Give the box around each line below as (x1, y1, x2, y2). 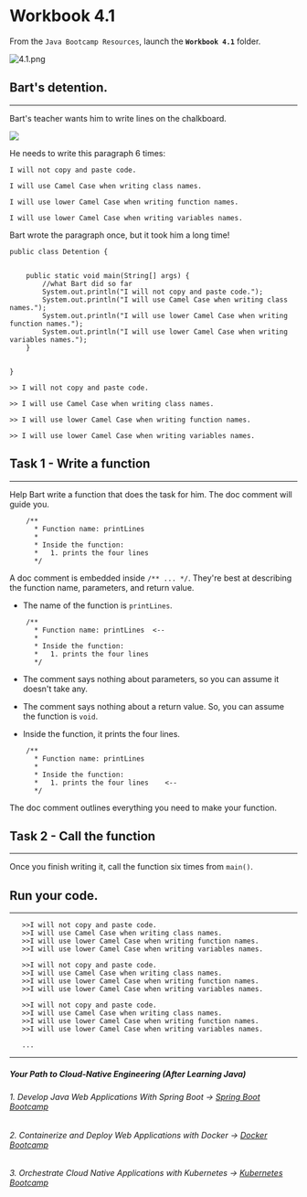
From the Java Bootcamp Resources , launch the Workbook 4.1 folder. (9, 36, 261, 47)
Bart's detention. (9, 80, 108, 96)
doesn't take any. (22, 683, 89, 694)
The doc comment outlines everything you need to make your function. (9, 802, 277, 813)
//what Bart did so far (42, 279, 132, 288)
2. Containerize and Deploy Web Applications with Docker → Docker (9, 1129, 268, 1140)
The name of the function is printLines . (22, 600, 173, 611)
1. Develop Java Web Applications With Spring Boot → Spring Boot (9, 1092, 260, 1103)
